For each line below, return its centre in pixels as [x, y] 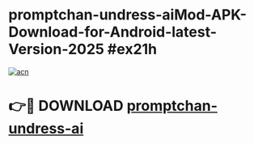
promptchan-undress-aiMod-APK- [127, 15]
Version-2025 [57, 49]
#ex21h [132, 49]
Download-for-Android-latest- [112, 32]
